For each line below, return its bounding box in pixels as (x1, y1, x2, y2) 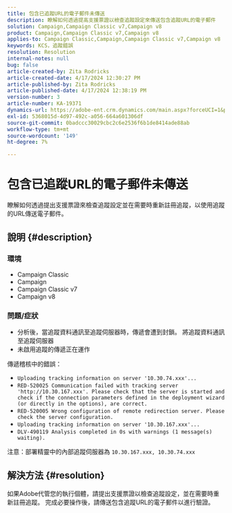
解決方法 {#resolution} (7, 469, 105, 481)
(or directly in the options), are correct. (17, 400, 148, 408)
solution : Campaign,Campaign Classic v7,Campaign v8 (7, 23, 162, 30)
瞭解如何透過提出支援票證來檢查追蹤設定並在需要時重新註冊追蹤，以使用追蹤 (7, 201, 225, 209)
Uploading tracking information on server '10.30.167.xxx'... (17, 421, 200, 429)
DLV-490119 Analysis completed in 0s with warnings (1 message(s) (17, 429, 213, 436)
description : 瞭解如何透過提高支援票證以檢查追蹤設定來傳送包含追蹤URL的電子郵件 (7, 17, 216, 24)
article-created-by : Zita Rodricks (7, 68, 110, 75)
